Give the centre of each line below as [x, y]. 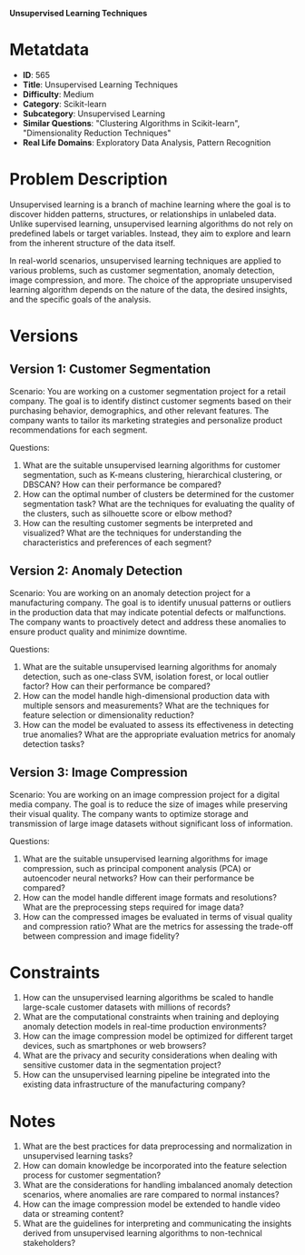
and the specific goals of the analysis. [80, 299]
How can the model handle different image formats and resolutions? [149, 897]
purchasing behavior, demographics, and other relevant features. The [139, 410]
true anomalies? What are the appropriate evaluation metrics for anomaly [159, 734]
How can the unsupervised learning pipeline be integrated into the [146, 1075]
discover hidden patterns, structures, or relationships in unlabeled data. [143, 214]
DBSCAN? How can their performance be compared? [122, 484]
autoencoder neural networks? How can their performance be [138, 878]
